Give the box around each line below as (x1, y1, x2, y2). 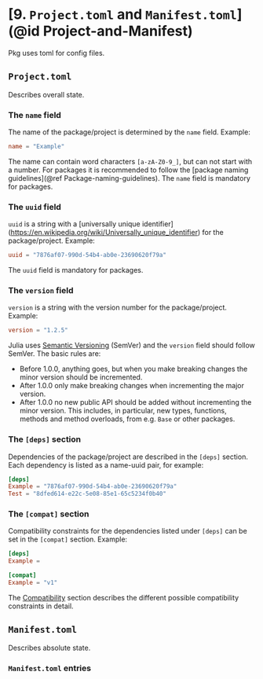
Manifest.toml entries (8, 662, 92, 673)
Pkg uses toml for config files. (8, 48, 105, 57)
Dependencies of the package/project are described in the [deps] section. (8, 452, 249, 461)
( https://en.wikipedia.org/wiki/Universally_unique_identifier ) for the (8, 228, 224, 237)
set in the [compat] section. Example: (8, 534, 128, 544)
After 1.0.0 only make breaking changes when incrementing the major (19, 381, 245, 391)
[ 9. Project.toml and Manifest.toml (8, 6, 237, 24)
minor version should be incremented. (19, 373, 143, 382)
